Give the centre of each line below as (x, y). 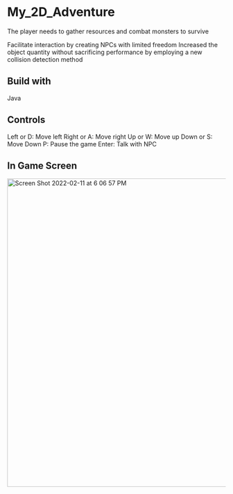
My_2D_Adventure (61, 12)
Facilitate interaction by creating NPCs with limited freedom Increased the (113, 44)
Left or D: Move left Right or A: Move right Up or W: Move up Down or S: (110, 137)
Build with (29, 82)
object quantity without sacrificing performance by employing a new (105, 52)
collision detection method (45, 59)
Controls (26, 120)
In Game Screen (42, 165)
